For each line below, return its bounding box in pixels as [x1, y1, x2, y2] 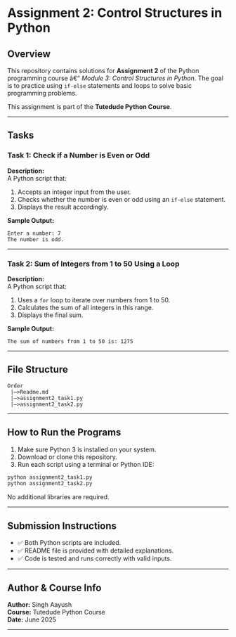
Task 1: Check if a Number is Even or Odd [7, 150, 150, 160]
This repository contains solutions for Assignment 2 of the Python [7, 67, 199, 75]
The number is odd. [7, 236, 65, 243]
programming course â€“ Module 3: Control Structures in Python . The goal [7, 74, 223, 82]
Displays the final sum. [17, 311, 84, 319]
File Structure [7, 363, 68, 375]
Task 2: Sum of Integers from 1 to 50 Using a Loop [7, 259, 180, 269]
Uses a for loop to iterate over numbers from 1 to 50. [17, 295, 171, 304]
